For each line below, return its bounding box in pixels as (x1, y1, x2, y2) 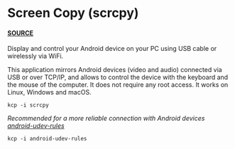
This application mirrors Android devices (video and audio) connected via (7, 66, 222, 74)
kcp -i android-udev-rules (7, 136, 87, 143)
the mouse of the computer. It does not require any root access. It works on (7, 81, 229, 89)
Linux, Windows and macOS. (7, 88, 92, 97)
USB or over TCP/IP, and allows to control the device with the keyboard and (7, 73, 229, 82)
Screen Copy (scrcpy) (7, 5, 139, 21)
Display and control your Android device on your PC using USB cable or (7, 44, 217, 53)
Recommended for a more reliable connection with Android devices (7, 114, 205, 123)
